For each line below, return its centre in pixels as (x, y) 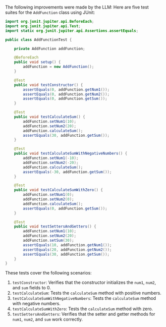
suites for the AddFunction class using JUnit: (50, 12)
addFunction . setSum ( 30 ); (49, 240)
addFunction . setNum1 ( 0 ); (49, 195)
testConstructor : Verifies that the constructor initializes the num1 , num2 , (84, 282)
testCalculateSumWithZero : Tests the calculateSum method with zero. (83, 309)
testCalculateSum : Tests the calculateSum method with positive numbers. (87, 293)
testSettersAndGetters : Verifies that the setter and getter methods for (84, 314)
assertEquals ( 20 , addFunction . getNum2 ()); (67, 250)
